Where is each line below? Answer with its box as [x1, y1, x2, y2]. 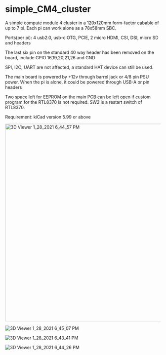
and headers [5, 39, 31, 45]
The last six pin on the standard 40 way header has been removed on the [5, 49, 154, 55]
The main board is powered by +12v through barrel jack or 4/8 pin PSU [5, 74, 149, 79]
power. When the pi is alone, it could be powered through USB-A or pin [5, 79, 150, 85]
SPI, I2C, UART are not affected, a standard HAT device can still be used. [5, 64, 154, 70]
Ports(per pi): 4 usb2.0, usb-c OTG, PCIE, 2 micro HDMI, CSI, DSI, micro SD [5, 35, 159, 40]
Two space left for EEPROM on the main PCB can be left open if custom [5, 94, 151, 100]
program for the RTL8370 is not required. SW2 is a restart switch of [5, 99, 142, 105]
